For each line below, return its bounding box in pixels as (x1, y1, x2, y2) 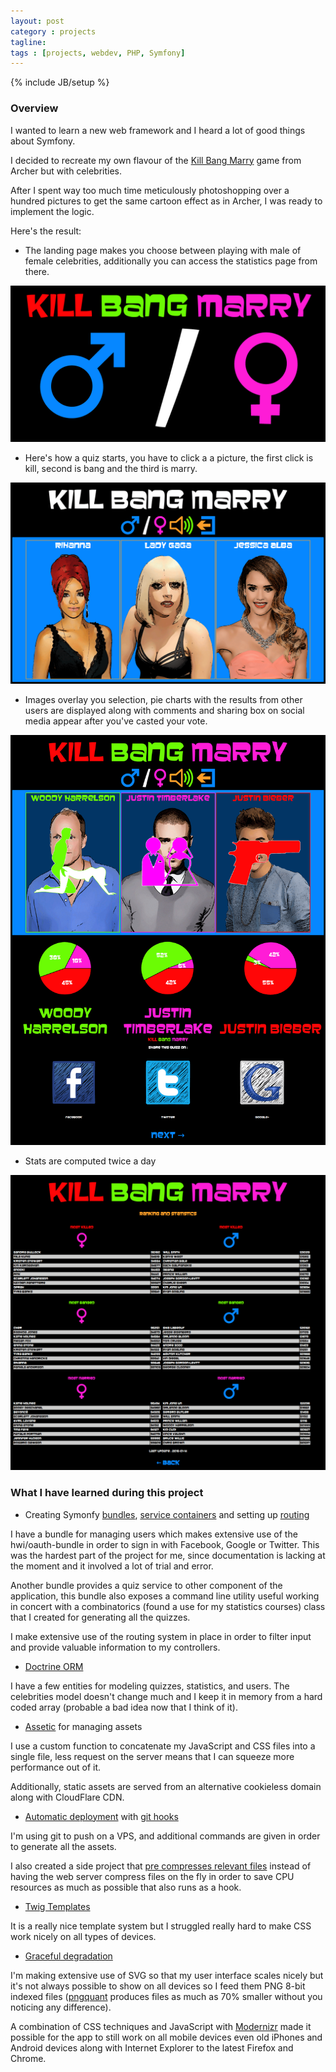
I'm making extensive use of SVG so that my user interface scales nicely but (10, 1969, 324, 1981)
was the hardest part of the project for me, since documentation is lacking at (10, 1549, 326, 1561)
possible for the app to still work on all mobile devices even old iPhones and (10, 2031, 323, 2043)
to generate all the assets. (10, 1840, 117, 1852)
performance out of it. (10, 1761, 102, 1773)
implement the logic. (10, 205, 95, 217)
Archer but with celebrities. (10, 165, 122, 177)
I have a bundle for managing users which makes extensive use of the (10, 1528, 298, 1540)
